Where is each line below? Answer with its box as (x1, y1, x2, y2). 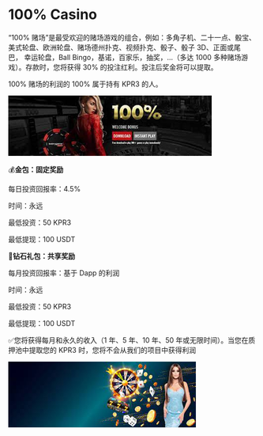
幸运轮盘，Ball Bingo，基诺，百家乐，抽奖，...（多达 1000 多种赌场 (23, 52, 242, 62)
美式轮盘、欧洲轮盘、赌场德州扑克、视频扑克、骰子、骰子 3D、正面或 (8, 42, 235, 52)
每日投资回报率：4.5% (8, 184, 81, 193)
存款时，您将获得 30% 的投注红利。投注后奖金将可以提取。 (24, 62, 219, 72)
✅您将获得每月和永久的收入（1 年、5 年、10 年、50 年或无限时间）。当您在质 (8, 335, 256, 345)
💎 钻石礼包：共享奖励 (8, 251, 76, 260)
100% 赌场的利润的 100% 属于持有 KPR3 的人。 (8, 79, 163, 89)
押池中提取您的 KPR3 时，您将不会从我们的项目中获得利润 (8, 345, 196, 354)
